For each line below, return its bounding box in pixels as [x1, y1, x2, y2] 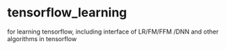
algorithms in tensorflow [7, 34, 77, 42]
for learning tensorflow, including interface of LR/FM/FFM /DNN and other [7, 27, 219, 36]
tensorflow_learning [7, 5, 127, 21]
